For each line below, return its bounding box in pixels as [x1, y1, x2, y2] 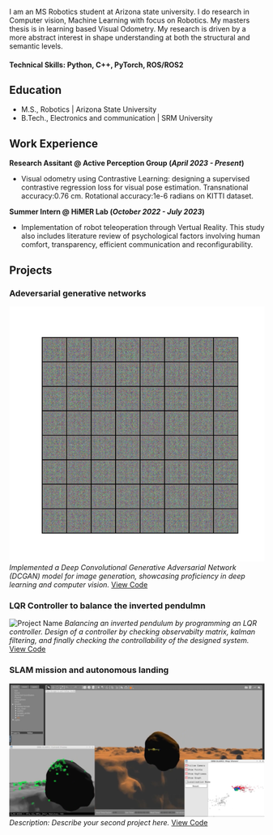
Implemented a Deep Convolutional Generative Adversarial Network [9, 562, 237, 572]
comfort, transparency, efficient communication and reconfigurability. [20, 240, 254, 249]
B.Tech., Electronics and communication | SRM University [20, 113, 213, 123]
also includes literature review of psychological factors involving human [20, 231, 261, 241]
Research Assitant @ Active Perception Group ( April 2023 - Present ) [9, 158, 245, 168]
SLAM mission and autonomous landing [9, 664, 169, 675]
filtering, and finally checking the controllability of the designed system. [9, 636, 250, 645]
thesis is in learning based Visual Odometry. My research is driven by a [9, 24, 246, 33]
